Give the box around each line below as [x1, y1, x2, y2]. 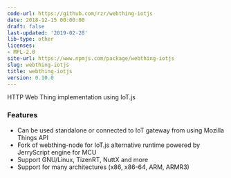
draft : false [7, 23, 45, 30]
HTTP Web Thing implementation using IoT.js [7, 93, 136, 101]
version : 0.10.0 [7, 74, 54, 81]
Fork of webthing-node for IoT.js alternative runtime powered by [17, 141, 201, 149]
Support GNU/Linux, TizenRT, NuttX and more [17, 155, 149, 164]
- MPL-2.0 [7, 49, 36, 56]
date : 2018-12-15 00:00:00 [7, 17, 85, 23]
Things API [17, 133, 49, 141]
